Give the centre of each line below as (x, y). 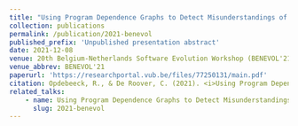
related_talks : (37, 91)
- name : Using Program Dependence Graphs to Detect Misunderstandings (158, 100)
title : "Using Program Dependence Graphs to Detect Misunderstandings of (149, 17)
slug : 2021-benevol (68, 108)
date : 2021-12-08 (41, 51)
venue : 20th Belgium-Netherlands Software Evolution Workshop (126, 59)
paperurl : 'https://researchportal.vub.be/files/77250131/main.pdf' (138, 75)
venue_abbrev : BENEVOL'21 (57, 67)
